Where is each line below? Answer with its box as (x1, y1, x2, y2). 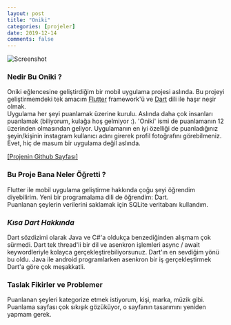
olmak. (7, 102, 26, 111)
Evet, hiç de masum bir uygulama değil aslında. (7, 139, 141, 147)
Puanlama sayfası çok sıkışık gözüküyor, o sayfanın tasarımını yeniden (7, 303, 207, 311)
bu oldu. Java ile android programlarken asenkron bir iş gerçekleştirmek (7, 255, 212, 263)
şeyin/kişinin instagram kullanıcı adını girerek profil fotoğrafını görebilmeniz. (7, 132, 222, 140)
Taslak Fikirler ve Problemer (7, 279, 103, 289)
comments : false (7, 36, 54, 43)
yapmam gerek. (7, 310, 52, 319)
